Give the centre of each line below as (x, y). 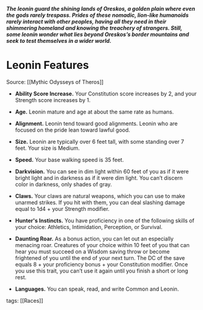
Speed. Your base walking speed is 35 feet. (69, 160)
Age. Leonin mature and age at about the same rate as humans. (94, 112)
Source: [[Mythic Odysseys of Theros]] (55, 82)
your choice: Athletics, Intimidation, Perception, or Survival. (89, 227)
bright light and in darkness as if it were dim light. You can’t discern (99, 178)
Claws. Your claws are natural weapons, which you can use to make (100, 196)
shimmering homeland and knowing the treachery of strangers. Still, (94, 28)
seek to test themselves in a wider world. (59, 41)
